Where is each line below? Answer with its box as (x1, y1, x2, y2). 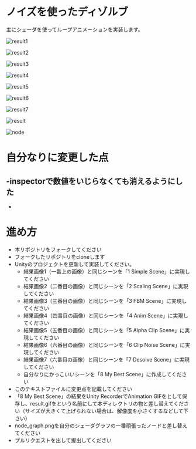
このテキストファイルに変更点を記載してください (14, 385, 133, 392)
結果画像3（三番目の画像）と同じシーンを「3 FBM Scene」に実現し (23, 297, 187, 304)
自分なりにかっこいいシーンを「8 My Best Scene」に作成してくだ (23, 370, 182, 377)
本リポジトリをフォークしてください (14, 246, 102, 253)
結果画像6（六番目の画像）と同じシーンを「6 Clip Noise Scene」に (23, 341, 185, 348)
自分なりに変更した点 (6, 151, 109, 164)
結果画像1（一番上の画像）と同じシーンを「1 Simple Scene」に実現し (23, 268, 190, 275)
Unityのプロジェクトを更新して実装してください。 (14, 261, 135, 268)
